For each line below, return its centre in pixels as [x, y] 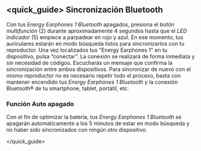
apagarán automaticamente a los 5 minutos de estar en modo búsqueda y [98, 123]
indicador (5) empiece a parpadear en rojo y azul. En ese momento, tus [95, 37]
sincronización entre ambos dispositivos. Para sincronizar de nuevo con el [99, 69]
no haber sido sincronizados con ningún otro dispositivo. [77, 130]
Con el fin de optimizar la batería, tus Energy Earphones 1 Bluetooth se [94, 117]
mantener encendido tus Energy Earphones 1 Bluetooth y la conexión [92, 82]
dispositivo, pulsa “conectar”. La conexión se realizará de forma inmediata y [101, 56]
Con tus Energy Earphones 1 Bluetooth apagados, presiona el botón [91, 24]
